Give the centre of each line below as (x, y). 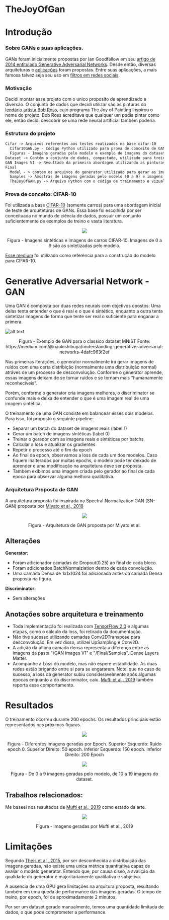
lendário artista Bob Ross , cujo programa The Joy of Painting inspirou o (79, 110)
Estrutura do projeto (30, 133)
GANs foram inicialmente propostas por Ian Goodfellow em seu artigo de (80, 59)
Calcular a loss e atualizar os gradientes (54, 444)
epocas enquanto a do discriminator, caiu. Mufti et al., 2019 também (83, 680)
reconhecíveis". (21, 383)
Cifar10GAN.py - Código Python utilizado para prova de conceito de (83, 149)
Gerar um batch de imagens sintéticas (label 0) (61, 434)
